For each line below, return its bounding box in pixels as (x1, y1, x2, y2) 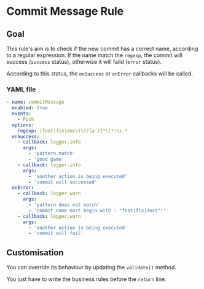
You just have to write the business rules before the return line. (6, 276, 167, 283)
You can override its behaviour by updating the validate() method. (6, 264, 176, 271)
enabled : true (12, 105, 48, 111)
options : (12, 121, 34, 128)
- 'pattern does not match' (28, 202, 100, 208)
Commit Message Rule (6, 4, 124, 18)
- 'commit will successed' (28, 179, 98, 185)
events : (12, 110, 32, 117)
